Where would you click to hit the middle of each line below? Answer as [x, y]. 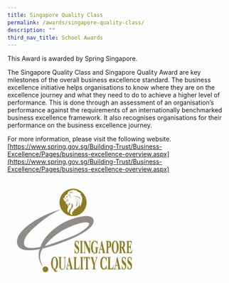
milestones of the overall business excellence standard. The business [109, 80]
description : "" [31, 30]
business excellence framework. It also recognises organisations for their [114, 118]
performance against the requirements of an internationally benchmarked [115, 110]
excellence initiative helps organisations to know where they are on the [111, 87]
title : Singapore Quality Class [55, 15]
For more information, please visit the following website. [90, 139]
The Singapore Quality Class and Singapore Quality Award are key [104, 73]
